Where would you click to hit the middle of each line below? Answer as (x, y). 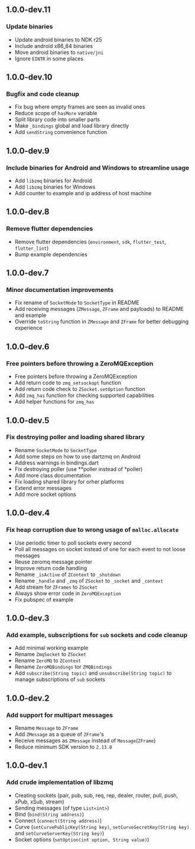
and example (30, 315)
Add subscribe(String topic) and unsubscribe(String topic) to (93, 673)
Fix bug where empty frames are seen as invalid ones (80, 107)
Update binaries (30, 27)
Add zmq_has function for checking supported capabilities (84, 395)
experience (28, 328)
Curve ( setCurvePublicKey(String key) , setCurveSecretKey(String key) (102, 826)
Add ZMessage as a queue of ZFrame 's (59, 734)
